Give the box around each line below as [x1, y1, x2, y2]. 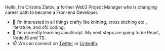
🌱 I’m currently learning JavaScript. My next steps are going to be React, [12, 30, 161, 35]
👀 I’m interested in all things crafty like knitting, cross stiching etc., [12, 19, 147, 25]
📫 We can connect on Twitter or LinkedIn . [12, 41, 99, 46]
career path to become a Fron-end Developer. [5, 9, 99, 15]
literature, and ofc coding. [12, 24, 65, 30]
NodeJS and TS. [12, 35, 46, 41]
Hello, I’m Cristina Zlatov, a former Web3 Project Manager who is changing [5, 4, 157, 10]
